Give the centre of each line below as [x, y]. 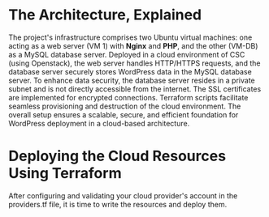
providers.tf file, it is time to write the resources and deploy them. [118, 204]
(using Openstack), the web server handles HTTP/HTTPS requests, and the [134, 63]
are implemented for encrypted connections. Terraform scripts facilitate [128, 97]
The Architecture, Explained [105, 15]
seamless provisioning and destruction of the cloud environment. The [125, 106]
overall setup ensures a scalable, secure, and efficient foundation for [124, 114]
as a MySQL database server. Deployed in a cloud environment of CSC [127, 54]
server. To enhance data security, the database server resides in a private [132, 80]
